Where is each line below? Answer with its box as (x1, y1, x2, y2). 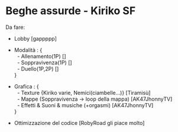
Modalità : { (14, 46, 43, 54)
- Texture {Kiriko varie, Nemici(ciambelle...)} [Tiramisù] (17, 89, 151, 96)
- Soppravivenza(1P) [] (17, 59, 72, 66)
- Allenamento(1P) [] (17, 52, 66, 60)
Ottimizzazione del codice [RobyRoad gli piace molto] (14, 119, 145, 126)
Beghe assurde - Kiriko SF (5, 4, 136, 18)
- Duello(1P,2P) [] (17, 65, 59, 72)
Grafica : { (14, 82, 39, 90)
